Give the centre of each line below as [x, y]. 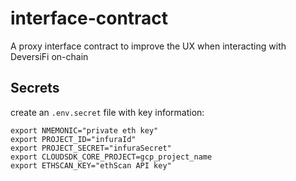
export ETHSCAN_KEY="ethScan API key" [91, 165]
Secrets [35, 88]
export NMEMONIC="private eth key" [84, 130]
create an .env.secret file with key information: [107, 112]
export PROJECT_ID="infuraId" [73, 139]
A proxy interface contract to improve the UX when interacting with [148, 46]
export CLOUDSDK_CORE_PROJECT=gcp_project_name [111, 157]
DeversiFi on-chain [49, 56]
